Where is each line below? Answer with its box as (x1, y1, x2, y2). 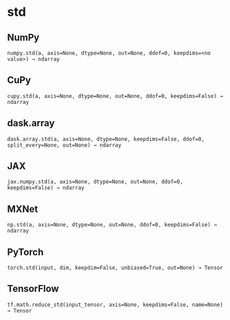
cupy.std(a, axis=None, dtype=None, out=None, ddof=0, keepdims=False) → (7, 92, 224, 100)
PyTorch (7, 246, 44, 258)
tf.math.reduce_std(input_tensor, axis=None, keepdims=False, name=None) (7, 301, 224, 308)
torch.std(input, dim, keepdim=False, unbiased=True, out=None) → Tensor (7, 264, 224, 272)
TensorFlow (7, 283, 59, 295)
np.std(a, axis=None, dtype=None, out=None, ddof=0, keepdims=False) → (7, 222, 217, 228)
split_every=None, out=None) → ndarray (7, 142, 122, 149)
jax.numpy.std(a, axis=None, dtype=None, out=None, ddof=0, (7, 178, 184, 186)
